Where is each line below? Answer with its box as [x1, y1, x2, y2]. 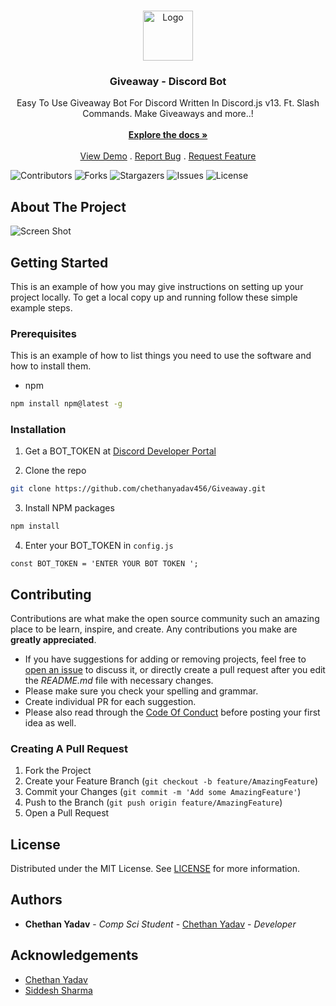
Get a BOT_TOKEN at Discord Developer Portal [24, 445, 217, 457]
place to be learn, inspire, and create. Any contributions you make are [10, 623, 298, 635]
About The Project [10, 198, 127, 215]
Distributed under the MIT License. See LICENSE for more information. [10, 863, 301, 875]
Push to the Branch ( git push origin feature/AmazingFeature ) [24, 796, 283, 809]
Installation [10, 423, 67, 437]
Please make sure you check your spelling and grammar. [24, 685, 259, 697]
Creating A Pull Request [10, 741, 128, 755]
